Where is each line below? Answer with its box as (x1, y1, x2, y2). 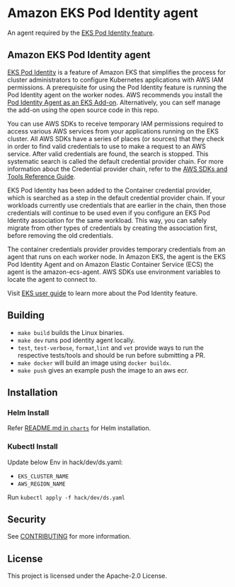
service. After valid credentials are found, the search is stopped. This (7, 149, 209, 158)
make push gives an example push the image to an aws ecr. (17, 366, 189, 374)
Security (7, 513, 46, 525)
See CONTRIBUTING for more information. (7, 532, 132, 541)
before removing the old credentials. (7, 231, 113, 239)
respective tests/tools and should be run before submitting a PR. (17, 351, 205, 359)
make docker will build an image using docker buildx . (17, 358, 171, 367)
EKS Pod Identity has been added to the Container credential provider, (7, 186, 212, 194)
